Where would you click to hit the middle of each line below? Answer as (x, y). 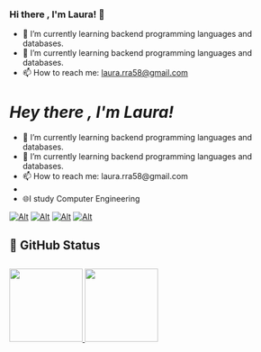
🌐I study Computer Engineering (81, 199)
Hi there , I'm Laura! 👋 (57, 14)
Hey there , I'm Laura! (92, 113)
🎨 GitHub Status (55, 245)
